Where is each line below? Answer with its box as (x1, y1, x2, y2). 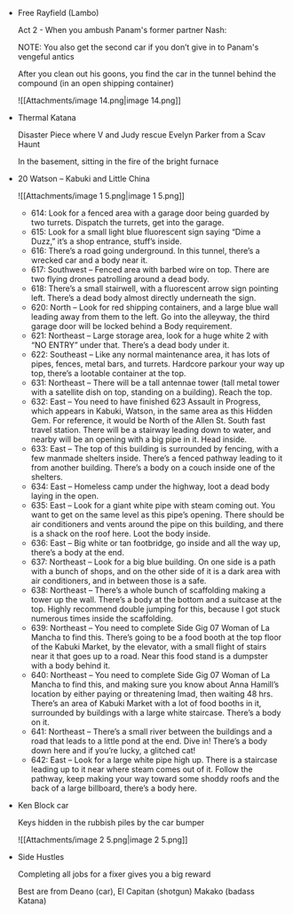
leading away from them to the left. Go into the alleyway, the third (30, 311, 270, 322)
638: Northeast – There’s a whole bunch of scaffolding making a (30, 585, 266, 595)
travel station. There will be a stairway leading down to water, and (30, 425, 272, 435)
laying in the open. (30, 491, 99, 500)
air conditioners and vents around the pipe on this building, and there (30, 519, 284, 529)
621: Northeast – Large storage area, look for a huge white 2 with (30, 330, 269, 341)
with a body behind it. (30, 660, 111, 671)
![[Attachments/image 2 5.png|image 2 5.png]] (17, 834, 188, 845)
